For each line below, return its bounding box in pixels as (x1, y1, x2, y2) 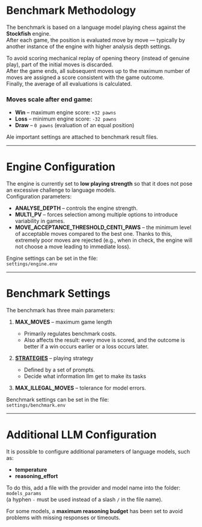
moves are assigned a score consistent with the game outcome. (6, 74, 165, 81)
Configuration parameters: (6, 193, 72, 200)
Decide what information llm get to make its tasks (23, 373, 146, 380)
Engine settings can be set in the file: (6, 254, 98, 262)
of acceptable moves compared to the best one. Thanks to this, (14, 230, 173, 238)
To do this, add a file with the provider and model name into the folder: (6, 484, 180, 491)
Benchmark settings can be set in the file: (6, 396, 109, 403)
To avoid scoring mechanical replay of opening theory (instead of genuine (6, 54, 190, 62)
